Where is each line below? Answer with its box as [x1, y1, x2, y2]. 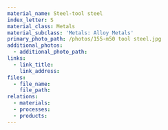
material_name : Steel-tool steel [7, 10, 103, 17]
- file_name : [13, 80, 51, 87]
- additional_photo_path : [13, 49, 88, 56]
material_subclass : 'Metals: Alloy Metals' [7, 29, 134, 36]
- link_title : [13, 61, 54, 68]
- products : [13, 112, 48, 119]
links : [7, 55, 26, 62]
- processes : [13, 106, 51, 113]
